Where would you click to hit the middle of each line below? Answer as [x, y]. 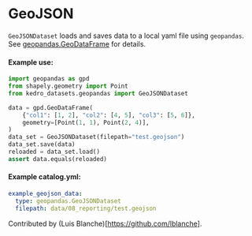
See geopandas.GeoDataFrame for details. [77, 43]
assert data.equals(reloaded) [58, 159]
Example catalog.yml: [44, 177]
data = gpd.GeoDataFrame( [50, 107]
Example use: [31, 62]
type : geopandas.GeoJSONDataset [69, 201]
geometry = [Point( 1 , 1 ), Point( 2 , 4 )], [86, 122]
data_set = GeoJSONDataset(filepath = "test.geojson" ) [96, 137]
